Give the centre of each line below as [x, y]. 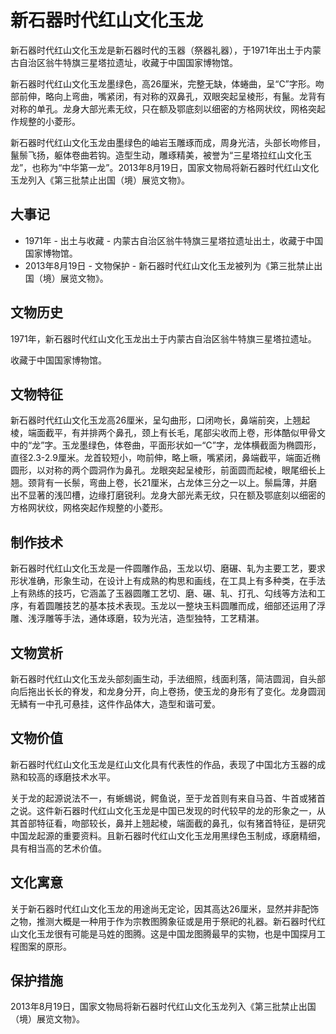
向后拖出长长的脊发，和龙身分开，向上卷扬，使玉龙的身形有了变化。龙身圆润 [168, 691]
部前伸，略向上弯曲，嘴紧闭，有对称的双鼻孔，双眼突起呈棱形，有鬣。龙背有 [168, 96]
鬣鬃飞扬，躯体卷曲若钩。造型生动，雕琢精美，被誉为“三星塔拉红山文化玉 [161, 155]
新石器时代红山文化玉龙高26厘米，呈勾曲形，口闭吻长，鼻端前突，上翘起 [160, 420]
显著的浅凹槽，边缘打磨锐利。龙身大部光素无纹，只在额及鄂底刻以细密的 [176, 495]
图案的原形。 [45, 946]
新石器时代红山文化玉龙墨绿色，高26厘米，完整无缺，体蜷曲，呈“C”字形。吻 [167, 83]
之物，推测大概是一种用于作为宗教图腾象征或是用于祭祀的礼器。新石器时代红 [168, 921]
